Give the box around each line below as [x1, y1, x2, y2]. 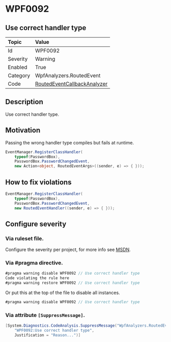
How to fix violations [5, 178, 72, 186]
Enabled [8, 64, 27, 70]
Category [8, 72, 31, 79]
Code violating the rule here [5, 276, 70, 281]
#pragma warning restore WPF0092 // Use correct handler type [5, 280, 140, 286]
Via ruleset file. [5, 235, 44, 242]
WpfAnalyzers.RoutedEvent [35, 72, 101, 79]
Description [5, 97, 43, 106]
